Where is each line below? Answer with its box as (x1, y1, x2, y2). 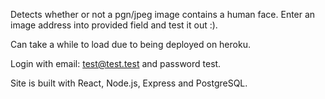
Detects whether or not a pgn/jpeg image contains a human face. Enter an (10, 9, 316, 20)
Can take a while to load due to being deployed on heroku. (10, 39, 251, 50)
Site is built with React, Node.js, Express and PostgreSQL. (10, 77, 248, 89)
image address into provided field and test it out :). (10, 19, 218, 31)
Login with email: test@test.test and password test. (10, 58, 222, 69)
